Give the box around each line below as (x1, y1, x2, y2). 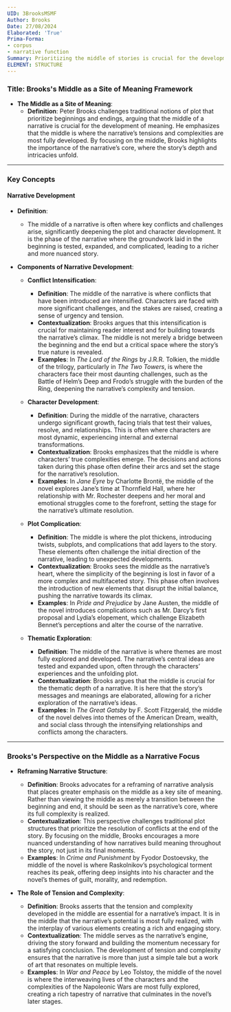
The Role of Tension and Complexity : (16, 889, 125, 897)
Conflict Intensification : (27, 276, 97, 284)
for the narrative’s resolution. (37, 470, 120, 478)
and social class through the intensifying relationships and (37, 721, 203, 729)
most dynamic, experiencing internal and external (37, 433, 179, 441)
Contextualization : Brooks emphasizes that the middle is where (37, 448, 219, 456)
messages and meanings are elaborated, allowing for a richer (37, 691, 212, 699)
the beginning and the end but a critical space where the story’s (37, 341, 219, 349)
